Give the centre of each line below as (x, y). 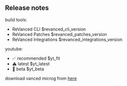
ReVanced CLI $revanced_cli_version (49, 29)
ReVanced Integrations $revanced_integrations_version (67, 39)
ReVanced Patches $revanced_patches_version (59, 34)
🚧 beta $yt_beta (28, 69)
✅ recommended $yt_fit (36, 58)
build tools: (16, 19)
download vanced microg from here (41, 78)
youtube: (14, 49)
